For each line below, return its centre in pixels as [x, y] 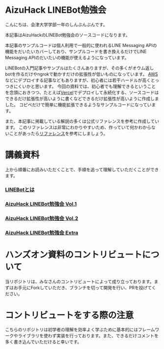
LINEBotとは [20, 189]
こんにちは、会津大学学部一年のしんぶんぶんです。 [56, 24]
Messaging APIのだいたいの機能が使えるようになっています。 [67, 57]
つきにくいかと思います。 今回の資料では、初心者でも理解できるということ [80, 86]
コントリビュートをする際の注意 [70, 315]
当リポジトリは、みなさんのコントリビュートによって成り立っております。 [80, 281]
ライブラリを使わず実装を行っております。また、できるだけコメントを [88, 336]
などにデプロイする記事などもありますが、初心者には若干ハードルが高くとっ [82, 80]
